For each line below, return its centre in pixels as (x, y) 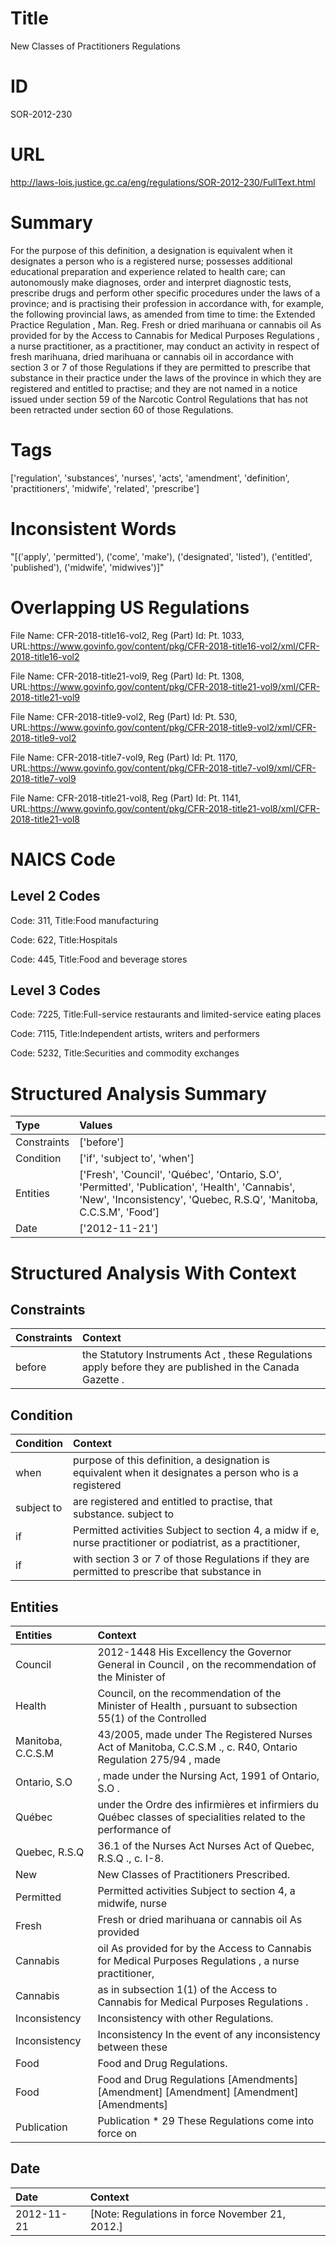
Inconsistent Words (93, 528)
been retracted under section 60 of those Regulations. (122, 409)
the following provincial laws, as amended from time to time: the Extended (163, 314)
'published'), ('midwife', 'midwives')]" (87, 567)
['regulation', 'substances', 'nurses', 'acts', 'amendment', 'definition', (150, 478)
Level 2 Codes (55, 896)
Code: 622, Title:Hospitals (64, 939)
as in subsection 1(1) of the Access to (187, 1989)
